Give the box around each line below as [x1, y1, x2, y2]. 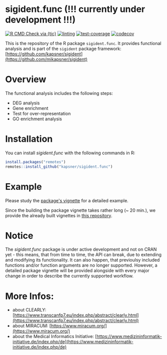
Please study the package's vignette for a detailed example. [5, 197, 128, 203]
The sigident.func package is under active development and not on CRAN [5, 246, 157, 253]
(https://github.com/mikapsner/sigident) [5, 56, 87, 62]
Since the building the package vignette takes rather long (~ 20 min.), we [5, 207, 156, 213]
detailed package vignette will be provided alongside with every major [5, 268, 150, 274]
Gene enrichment [12, 105, 48, 111]
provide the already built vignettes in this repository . [5, 212, 112, 218]
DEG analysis [12, 100, 40, 106]
